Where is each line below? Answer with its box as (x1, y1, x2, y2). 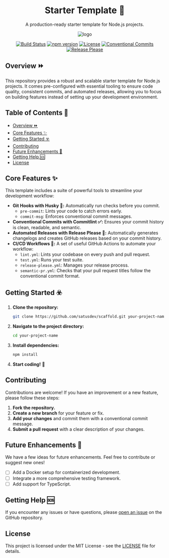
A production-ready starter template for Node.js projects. (25, 21, 144, 27)
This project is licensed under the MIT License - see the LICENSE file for (5, 543, 155, 549)
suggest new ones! (5, 460, 45, 466)
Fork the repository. (12, 404, 55, 411)
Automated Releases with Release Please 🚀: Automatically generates (12, 230, 158, 236)
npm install (12, 352, 38, 357)
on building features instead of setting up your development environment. (5, 94, 158, 100)
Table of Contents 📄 (5, 108, 69, 117)
